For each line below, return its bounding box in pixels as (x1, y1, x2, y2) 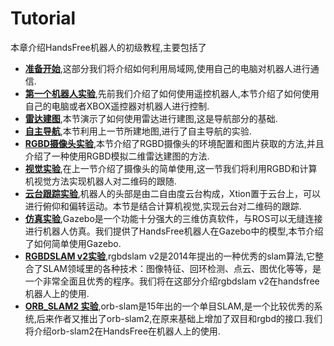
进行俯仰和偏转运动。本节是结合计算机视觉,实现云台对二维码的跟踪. (24, 200, 302, 212)
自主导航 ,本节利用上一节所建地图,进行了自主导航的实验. (24, 125, 252, 137)
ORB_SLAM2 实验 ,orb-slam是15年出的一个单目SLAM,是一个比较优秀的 (24, 300, 315, 312)
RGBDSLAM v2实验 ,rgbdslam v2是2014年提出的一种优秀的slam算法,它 (24, 250, 316, 262)
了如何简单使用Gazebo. (24, 237, 122, 249)
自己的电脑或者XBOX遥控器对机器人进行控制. (24, 100, 210, 112)
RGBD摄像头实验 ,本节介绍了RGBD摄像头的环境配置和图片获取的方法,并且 (24, 137, 325, 149)
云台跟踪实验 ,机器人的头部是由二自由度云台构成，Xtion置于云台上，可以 (24, 187, 322, 199)
